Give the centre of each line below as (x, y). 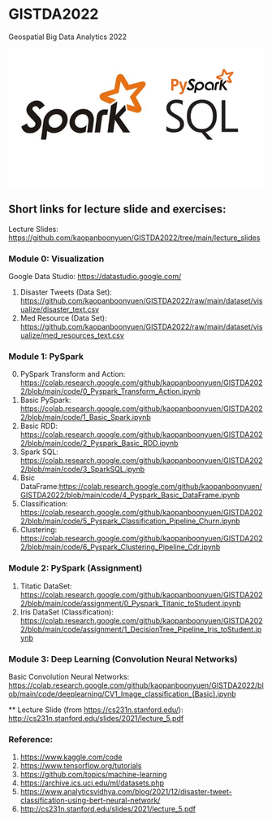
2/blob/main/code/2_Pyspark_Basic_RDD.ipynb (99, 444)
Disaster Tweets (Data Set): (66, 292)
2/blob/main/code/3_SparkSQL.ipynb (82, 470)
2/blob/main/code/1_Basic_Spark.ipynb (86, 418)
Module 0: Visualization (56, 259)
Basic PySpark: (45, 400)
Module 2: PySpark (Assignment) (76, 568)
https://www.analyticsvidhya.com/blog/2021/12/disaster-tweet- (126, 792)
